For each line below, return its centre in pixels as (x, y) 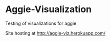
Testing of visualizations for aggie (41, 23)
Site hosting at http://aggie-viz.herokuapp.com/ (55, 33)
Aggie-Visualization (49, 9)
